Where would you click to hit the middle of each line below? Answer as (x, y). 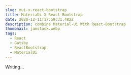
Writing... (15, 67)
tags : (11, 33)
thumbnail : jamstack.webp (32, 29)
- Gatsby (19, 43)
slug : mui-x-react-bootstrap (36, 10)
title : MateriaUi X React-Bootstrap (44, 15)
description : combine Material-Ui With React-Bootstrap (65, 24)
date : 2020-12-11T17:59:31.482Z (39, 19)
